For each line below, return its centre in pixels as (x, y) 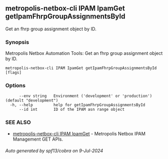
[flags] (14, 73)
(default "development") (32, 101)
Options (15, 86)
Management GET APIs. (38, 139)
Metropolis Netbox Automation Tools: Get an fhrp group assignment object (84, 53)
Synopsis (17, 42)
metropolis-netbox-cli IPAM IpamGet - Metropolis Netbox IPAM (79, 133)
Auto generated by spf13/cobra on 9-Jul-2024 (54, 151)
